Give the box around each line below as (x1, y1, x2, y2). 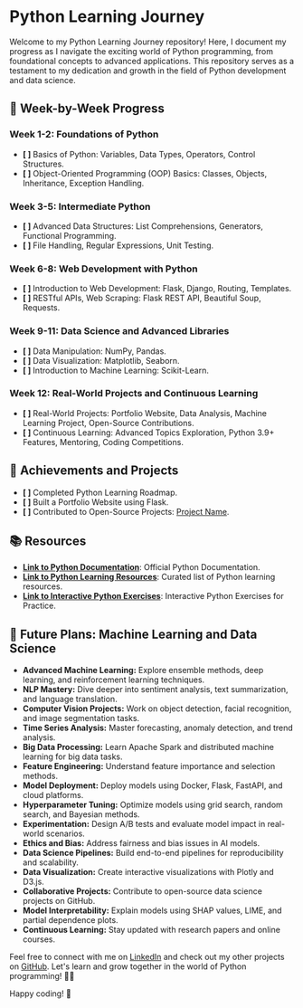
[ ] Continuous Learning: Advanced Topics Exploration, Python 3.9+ (22, 427, 275, 438)
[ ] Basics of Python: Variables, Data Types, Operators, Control (22, 148, 256, 159)
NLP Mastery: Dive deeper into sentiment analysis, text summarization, (22, 684, 289, 695)
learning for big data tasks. (22, 751, 124, 762)
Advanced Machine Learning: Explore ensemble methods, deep (22, 665, 264, 676)
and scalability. (22, 857, 79, 868)
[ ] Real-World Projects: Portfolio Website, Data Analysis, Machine (22, 407, 268, 418)
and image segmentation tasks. (22, 713, 140, 724)
